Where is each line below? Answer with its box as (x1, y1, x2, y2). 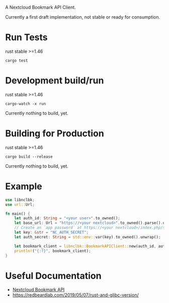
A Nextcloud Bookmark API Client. (5, 5, 76, 10)
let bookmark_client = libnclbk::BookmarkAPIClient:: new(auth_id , (14, 244, 156, 249)
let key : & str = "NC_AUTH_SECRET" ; (14, 230, 89, 235)
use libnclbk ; (5, 197, 35, 202)
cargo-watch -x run (5, 101, 46, 106)
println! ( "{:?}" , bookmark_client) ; (14, 248, 92, 254)
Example (5, 181, 42, 192)
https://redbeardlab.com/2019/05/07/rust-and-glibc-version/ (12, 292, 139, 298)
